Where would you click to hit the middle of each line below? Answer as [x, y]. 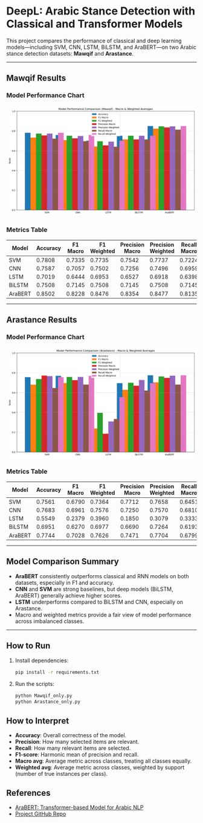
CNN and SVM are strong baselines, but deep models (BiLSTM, [94, 589]
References [28, 793]
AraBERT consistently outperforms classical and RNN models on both [102, 576]
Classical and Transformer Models [95, 24]
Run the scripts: [34, 683]
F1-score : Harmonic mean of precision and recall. [77, 755]
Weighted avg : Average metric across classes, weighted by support [100, 767]
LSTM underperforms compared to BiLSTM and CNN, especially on [99, 602]
